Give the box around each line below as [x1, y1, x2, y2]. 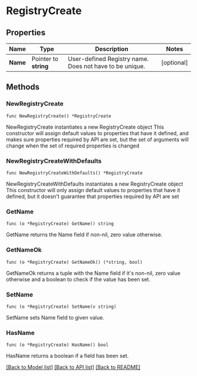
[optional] [161, 59, 188, 66]
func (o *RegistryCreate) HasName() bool [6, 342, 109, 348]
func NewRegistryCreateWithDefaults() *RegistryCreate [6, 170, 143, 176]
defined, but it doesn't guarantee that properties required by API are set [6, 193, 179, 200]
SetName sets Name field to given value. [6, 314, 104, 321]
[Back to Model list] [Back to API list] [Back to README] [6, 364, 141, 371]
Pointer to [31, 55, 59, 63]
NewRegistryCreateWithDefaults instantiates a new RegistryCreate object [6, 180, 184, 187]
